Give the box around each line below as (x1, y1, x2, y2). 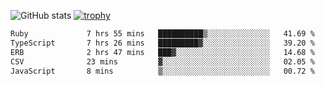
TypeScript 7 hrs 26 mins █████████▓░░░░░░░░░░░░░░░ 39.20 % (10, 38, 315, 48)
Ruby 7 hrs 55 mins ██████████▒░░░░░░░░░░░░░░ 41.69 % (10, 29, 315, 39)
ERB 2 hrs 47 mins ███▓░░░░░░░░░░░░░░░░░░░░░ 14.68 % (10, 47, 315, 57)
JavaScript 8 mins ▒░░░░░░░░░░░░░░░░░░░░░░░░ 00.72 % (10, 66, 315, 76)
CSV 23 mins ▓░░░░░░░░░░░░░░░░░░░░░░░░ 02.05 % (10, 56, 315, 67)
